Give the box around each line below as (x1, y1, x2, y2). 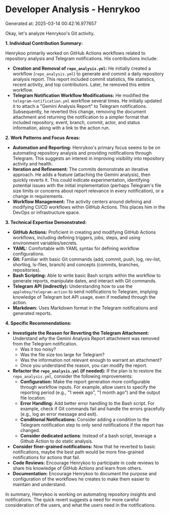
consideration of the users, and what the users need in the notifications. (5, 502, 156, 508)
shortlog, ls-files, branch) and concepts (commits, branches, (12, 261, 140, 268)
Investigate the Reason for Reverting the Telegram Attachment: (12, 330, 149, 336)
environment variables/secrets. (12, 240, 78, 246)
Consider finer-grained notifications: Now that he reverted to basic (12, 443, 156, 449)
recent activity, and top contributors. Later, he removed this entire (12, 81, 150, 88)
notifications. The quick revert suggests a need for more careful (5, 496, 139, 502)
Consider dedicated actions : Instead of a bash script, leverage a (20, 433, 156, 439)
